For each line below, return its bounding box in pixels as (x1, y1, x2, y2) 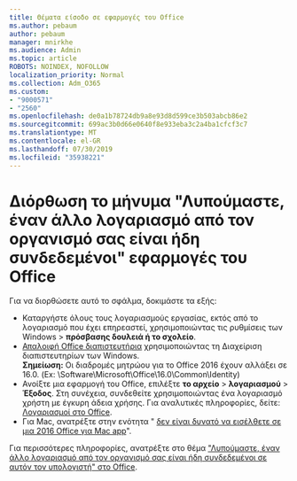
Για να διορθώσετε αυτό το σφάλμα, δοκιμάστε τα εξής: (9, 296, 217, 306)
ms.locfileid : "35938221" (9, 152, 105, 162)
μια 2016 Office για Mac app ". (21, 426, 132, 437)
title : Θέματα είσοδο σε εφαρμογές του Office (9, 12, 184, 22)
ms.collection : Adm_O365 (9, 79, 101, 88)
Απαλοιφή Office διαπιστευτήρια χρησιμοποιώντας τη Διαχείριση (21, 341, 262, 352)
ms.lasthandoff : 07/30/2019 (9, 144, 113, 153)
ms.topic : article (9, 54, 77, 63)
